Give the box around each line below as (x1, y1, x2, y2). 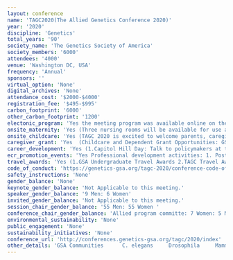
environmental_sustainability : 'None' (7, 216, 119, 223)
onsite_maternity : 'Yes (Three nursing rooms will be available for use (7, 126, 222, 133)
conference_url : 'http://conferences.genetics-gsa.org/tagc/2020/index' (7, 236, 222, 243)
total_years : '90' (7, 36, 60, 43)
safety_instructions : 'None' (7, 171, 92, 178)
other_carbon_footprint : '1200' (7, 113, 101, 120)
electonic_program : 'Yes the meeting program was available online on (7, 119, 216, 127)
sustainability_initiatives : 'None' (7, 229, 113, 236)
